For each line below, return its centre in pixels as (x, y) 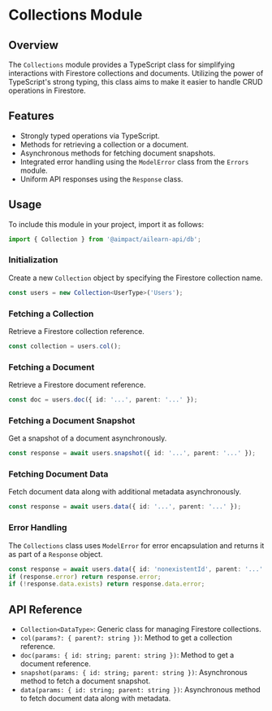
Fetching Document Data (58, 474)
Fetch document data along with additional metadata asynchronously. (125, 492)
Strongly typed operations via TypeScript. (90, 135)
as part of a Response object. (56, 554)
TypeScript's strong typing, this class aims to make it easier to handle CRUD (136, 82)
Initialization (33, 260)
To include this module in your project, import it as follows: (106, 224)
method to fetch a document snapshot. (85, 681)
